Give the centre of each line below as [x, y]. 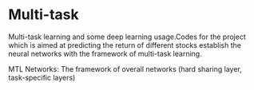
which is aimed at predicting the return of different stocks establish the [125, 45]
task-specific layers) [42, 77]
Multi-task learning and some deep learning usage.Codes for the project [127, 37]
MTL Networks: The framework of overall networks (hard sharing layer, [125, 68]
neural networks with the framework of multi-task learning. [105, 53]
